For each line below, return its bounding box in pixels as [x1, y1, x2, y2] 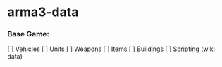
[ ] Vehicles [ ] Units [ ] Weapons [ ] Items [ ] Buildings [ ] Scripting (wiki [7, 45, 215, 53]
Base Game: [7, 29, 50, 39]
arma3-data [7, 4, 79, 20]
